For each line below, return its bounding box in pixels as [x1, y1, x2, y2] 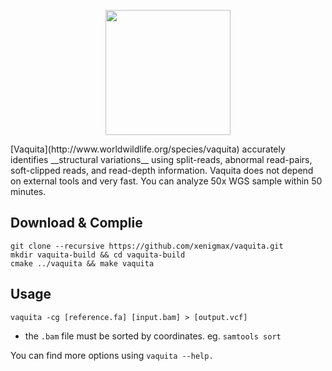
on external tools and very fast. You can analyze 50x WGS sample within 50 [10, 175, 323, 187]
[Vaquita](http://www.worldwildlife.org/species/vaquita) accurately [10, 143, 286, 155]
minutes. [10, 186, 47, 197]
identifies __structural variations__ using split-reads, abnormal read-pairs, [10, 154, 313, 165]
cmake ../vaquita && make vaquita [10, 258, 155, 269]
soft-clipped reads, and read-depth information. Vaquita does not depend [10, 165, 314, 176]
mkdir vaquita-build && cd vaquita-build [10, 250, 186, 260]
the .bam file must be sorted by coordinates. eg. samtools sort [24, 330, 282, 342]
